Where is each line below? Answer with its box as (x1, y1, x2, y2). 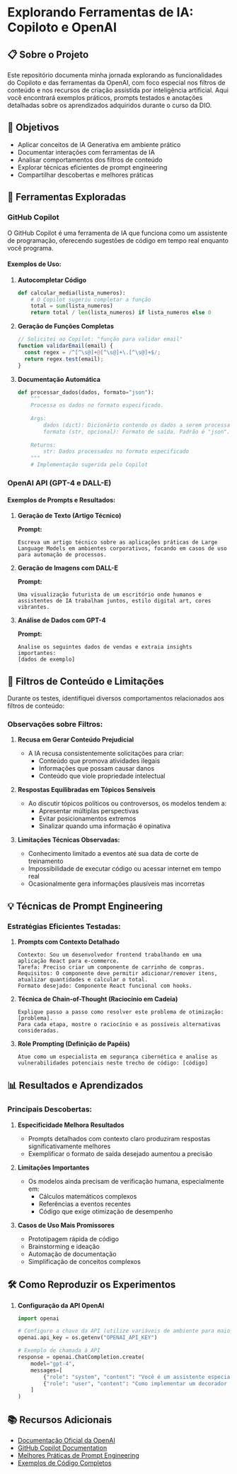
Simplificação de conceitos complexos (28, 1257, 141, 1265)
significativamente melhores (28, 1142, 111, 1150)
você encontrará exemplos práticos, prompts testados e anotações (7, 94, 203, 101)
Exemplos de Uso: (7, 260, 62, 268)
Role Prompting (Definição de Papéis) (17, 1040, 130, 1047)
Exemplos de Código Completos (17, 1458, 112, 1467)
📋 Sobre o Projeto (7, 48, 89, 60)
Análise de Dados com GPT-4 (17, 616, 106, 625)
